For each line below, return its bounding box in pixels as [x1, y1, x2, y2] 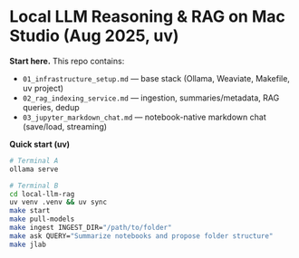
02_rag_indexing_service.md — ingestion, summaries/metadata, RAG [22, 92, 280, 103]
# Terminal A [9, 156, 59, 165]
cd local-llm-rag [9, 189, 75, 198]
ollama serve [9, 165, 59, 174]
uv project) [22, 82, 64, 93]
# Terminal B [9, 181, 59, 190]
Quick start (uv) [9, 139, 71, 149]
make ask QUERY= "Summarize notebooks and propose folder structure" [9, 231, 274, 241]
